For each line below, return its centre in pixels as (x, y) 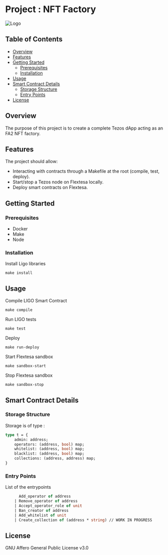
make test (16, 329)
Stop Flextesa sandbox (29, 375)
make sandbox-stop (24, 385)
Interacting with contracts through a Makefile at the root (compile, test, (86, 171)
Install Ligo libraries (25, 264)
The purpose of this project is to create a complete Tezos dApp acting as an (84, 128)
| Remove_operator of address (46, 501)
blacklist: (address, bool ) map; (49, 454)
